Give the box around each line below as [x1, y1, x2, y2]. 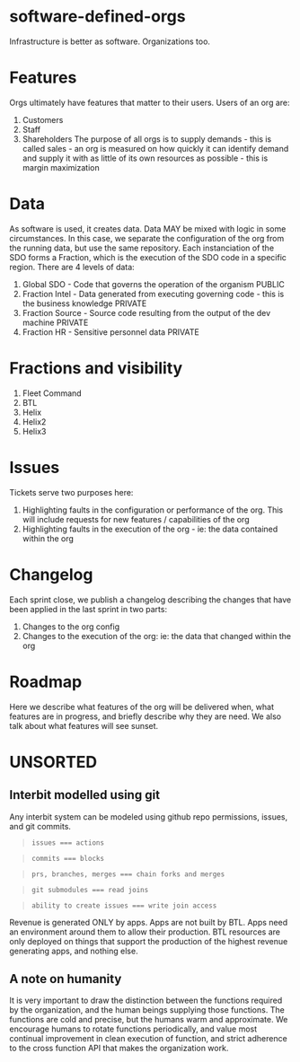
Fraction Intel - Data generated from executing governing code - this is [22, 288, 285, 299]
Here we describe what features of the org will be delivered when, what [9, 701, 274, 712]
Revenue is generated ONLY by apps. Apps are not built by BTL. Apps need [9, 917, 288, 927]
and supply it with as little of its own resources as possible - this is [22, 153, 269, 163]
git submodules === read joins [31, 885, 149, 894]
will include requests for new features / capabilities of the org [22, 513, 250, 524]
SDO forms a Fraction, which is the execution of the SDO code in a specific [9, 251, 287, 262]
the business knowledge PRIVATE [22, 298, 147, 309]
